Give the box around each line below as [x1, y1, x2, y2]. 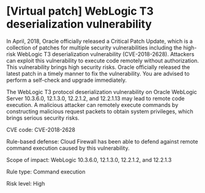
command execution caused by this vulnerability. [6, 144, 130, 151]
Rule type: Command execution [6, 168, 86, 175]
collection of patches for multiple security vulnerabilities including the [6, 44, 182, 51]
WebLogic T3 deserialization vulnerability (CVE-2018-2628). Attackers [17, 50, 195, 57]
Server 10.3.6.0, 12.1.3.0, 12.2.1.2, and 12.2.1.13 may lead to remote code [6, 95, 185, 102]
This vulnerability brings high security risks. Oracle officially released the [6, 63, 190, 71]
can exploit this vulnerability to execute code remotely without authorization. [6, 57, 199, 64]
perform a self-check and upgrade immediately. [6, 76, 127, 84]
